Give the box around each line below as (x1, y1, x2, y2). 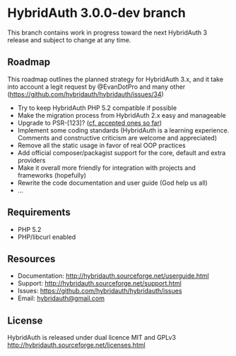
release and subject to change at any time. (7, 35, 131, 44)
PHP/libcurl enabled (17, 233, 76, 241)
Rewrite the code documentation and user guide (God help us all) (17, 178, 208, 187)
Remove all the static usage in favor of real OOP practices (17, 141, 186, 149)
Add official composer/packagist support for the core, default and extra (17, 148, 226, 156)
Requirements (7, 207, 71, 219)
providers (17, 156, 46, 164)
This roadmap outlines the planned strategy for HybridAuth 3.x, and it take (7, 75, 224, 83)
